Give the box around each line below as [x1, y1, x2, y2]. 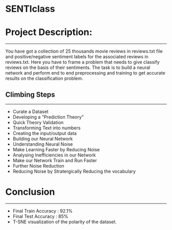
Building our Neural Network [12, 135, 73, 142]
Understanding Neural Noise [12, 141, 73, 147]
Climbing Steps [5, 90, 55, 99]
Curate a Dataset [12, 108, 49, 114]
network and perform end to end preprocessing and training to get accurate [5, 70, 165, 76]
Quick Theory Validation [12, 119, 64, 125]
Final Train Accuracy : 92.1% [12, 208, 73, 214]
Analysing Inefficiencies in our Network [12, 152, 96, 158]
